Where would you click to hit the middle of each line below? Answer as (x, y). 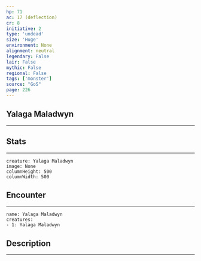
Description (28, 243)
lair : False (21, 62)
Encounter (26, 195)
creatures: (20, 220)
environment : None (29, 46)
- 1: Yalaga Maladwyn (33, 225)
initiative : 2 (24, 28)
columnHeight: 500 (29, 172)
